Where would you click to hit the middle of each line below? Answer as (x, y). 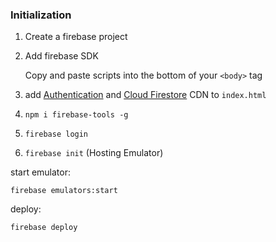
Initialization (41, 15)
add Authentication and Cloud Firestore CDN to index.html (145, 95)
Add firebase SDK (61, 56)
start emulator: (41, 172)
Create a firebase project (76, 37)
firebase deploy (44, 228)
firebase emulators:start (64, 191)
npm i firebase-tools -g (76, 115)
